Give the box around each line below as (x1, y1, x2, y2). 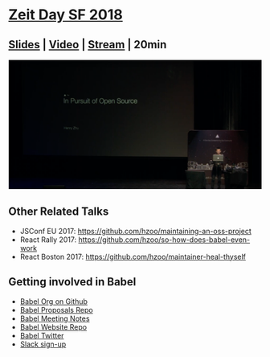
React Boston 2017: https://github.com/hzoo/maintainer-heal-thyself (19, 252, 247, 261)
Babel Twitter (19, 330, 64, 340)
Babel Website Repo (19, 322, 87, 331)
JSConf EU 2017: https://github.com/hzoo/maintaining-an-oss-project (19, 226, 252, 236)
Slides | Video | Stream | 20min (8, 38, 167, 51)
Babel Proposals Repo (19, 305, 94, 314)
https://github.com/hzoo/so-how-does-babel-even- (78, 235, 251, 244)
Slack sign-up (19, 339, 67, 349)
